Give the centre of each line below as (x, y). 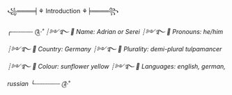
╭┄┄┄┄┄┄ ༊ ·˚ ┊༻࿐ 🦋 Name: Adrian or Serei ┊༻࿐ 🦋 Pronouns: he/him (115, 32)
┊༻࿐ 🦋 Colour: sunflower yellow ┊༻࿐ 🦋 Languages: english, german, (117, 66)
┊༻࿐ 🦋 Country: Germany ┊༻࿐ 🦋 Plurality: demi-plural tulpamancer (115, 49)
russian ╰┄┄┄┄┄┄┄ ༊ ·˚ (39, 84)
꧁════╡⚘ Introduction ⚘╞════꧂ (63, 11)
